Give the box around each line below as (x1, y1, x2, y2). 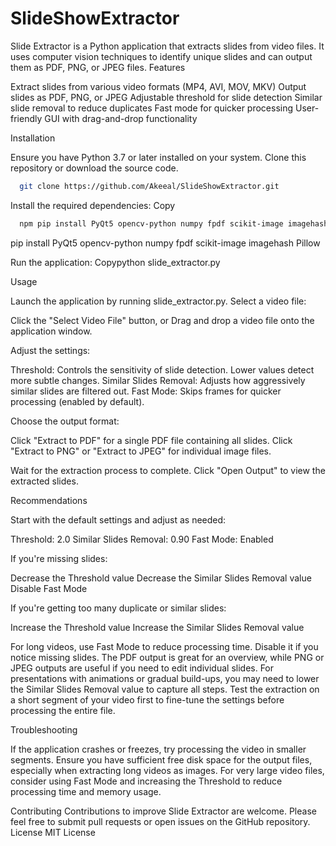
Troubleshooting (10, 723, 78, 736)
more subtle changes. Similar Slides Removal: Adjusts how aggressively (10, 374, 306, 386)
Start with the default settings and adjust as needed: (10, 513, 227, 526)
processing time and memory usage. (10, 785, 162, 797)
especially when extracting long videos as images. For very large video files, (10, 764, 325, 776)
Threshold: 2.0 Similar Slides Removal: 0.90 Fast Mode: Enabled (10, 533, 274, 545)
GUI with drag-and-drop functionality (44, 112, 198, 124)
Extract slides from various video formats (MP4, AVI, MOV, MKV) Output (10, 80, 307, 92)
